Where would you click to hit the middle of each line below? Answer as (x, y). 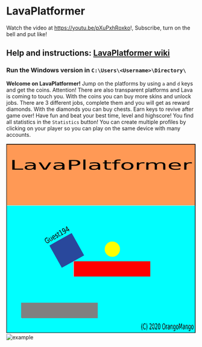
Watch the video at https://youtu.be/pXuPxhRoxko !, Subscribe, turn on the (98, 28)
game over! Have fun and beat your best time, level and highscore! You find (100, 115)
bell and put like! (27, 34)
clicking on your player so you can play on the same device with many (93, 128)
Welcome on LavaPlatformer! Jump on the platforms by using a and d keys (100, 83)
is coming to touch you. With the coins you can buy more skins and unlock (99, 96)
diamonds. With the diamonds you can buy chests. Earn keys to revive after (100, 109)
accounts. (19, 134)
